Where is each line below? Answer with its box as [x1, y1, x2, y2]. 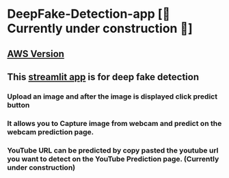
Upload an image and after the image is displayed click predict [7, 92, 217, 101]
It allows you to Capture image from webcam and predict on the [7, 118, 222, 128]
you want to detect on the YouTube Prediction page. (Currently [7, 154, 219, 164]
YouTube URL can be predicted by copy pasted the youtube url [7, 145, 219, 155]
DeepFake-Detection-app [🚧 [7, 6, 171, 22]
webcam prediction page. [7, 127, 94, 136]
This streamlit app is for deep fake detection [7, 71, 200, 83]
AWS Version [7, 48, 65, 60]
